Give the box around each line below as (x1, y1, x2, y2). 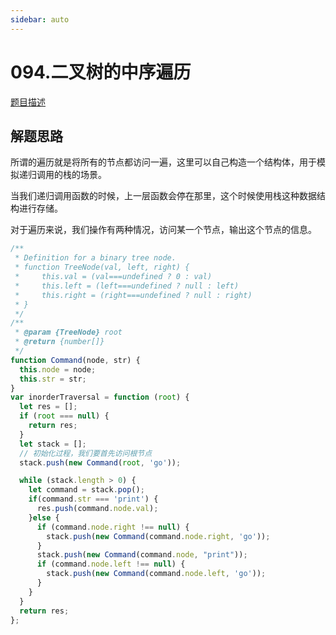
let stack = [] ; (19, 439, 87, 449)
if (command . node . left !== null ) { (36, 559, 186, 570)
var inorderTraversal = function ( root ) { (10, 392, 190, 403)
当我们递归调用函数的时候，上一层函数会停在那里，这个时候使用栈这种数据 (10, 190, 317, 202)
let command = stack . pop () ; (28, 485, 145, 495)
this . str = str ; (19, 374, 87, 384)
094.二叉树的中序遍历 (10, 61, 192, 83)
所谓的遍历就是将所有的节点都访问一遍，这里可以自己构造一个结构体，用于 (10, 156, 317, 168)
